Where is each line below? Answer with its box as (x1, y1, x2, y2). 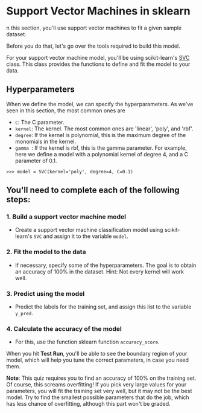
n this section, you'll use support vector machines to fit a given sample (6, 24, 182, 31)
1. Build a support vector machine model (6, 213, 127, 221)
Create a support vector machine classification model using (14, 226, 163, 234)
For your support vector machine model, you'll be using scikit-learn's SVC (6, 54, 190, 61)
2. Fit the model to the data (6, 248, 86, 256)
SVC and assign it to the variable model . (33, 232, 128, 240)
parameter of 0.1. (14, 157, 57, 164)
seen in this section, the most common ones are (6, 107, 125, 114)
